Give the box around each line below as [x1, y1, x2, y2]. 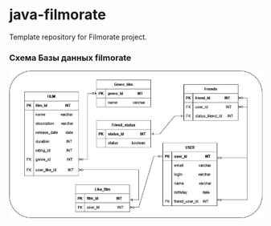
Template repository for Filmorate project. [9, 32, 147, 42]
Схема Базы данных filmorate [9, 52, 132, 63]
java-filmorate [9, 6, 107, 24]
